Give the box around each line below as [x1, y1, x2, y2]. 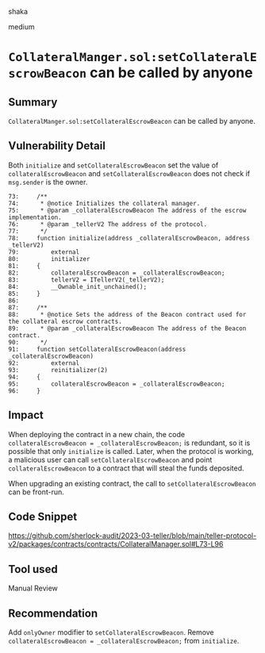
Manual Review [8, 583, 58, 593]
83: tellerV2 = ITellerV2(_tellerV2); [8, 275, 165, 284]
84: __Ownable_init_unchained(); [8, 282, 148, 290]
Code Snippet [8, 510, 78, 524]
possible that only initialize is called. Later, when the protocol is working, [8, 446, 254, 455]
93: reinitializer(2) [8, 366, 109, 374]
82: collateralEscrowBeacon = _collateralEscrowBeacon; [8, 269, 225, 277]
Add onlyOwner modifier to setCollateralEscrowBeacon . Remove [8, 628, 214, 637]
